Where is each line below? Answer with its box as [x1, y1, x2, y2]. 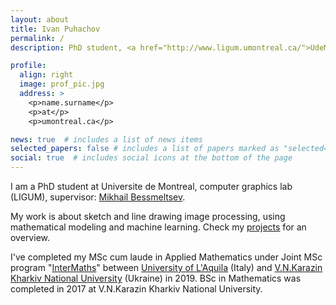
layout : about [10, 14, 70, 25]
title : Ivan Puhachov [10, 24, 101, 34]
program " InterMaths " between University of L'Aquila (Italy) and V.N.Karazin [10, 262, 323, 273]
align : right [19, 70, 74, 80]
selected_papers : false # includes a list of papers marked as [10, 144, 280, 154]
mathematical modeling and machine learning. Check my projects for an [10, 221, 307, 233]
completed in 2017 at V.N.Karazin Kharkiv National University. [10, 283, 263, 295]
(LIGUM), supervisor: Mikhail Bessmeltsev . [10, 191, 186, 203]
